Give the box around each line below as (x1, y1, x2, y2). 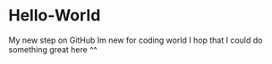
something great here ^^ (8, 44, 98, 54)
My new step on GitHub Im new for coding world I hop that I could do (8, 35, 263, 45)
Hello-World (8, 5, 101, 26)
